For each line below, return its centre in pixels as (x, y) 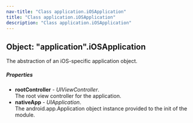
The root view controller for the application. (68, 96)
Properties (20, 74)
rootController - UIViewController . (57, 90)
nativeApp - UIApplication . (48, 102)
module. (25, 115)
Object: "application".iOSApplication (76, 47)
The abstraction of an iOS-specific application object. (72, 61)
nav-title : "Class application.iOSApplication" (66, 12)
